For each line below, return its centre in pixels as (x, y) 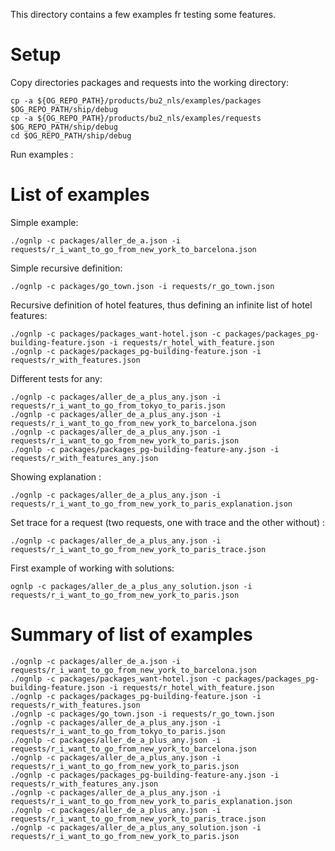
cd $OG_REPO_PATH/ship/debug (71, 135)
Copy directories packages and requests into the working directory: (149, 82)
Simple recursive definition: (66, 268)
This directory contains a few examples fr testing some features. (143, 14)
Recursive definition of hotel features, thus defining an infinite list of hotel (161, 305)
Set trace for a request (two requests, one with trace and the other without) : (168, 522)
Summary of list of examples (131, 635)
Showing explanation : (56, 476)
